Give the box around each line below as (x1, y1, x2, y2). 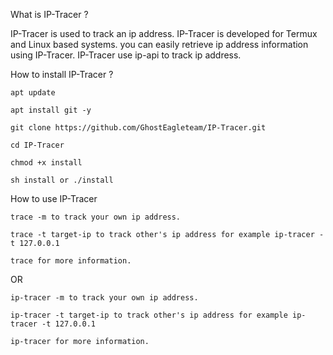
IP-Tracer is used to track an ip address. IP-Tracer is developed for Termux (10, 28, 318, 39)
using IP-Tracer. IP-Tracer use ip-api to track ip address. (10, 49, 242, 61)
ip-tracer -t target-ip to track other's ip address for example (10, 310, 288, 320)
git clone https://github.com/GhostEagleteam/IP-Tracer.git (10, 123, 267, 133)
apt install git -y (10, 105, 92, 115)
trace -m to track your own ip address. (10, 212, 182, 222)
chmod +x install (10, 158, 83, 168)
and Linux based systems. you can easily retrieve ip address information (10, 39, 309, 50)
